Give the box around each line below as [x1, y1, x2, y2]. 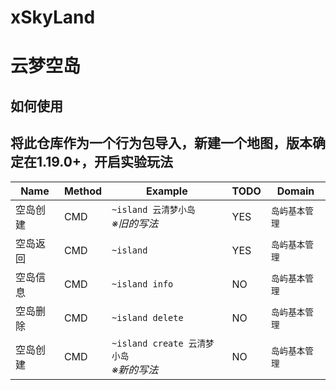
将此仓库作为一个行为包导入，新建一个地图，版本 [10, 135, 313, 152]
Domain [276, 184, 315, 198]
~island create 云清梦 [111, 337, 215, 349]
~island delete [111, 312, 184, 323]
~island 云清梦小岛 [111, 204, 196, 215]
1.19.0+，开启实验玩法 [36, 154, 174, 171]
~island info [111, 278, 174, 290]
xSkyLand [10, 6, 96, 29]
